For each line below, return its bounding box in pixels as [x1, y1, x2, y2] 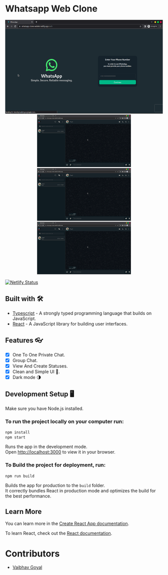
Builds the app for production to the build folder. [5, 482, 105, 488]
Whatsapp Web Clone [5, 3, 97, 14]
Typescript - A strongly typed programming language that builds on [12, 310, 152, 316]
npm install [5, 430, 30, 435]
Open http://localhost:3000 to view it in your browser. [5, 449, 116, 455]
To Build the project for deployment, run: [5, 461, 106, 468]
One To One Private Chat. [12, 351, 65, 357]
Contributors [5, 548, 60, 559]
